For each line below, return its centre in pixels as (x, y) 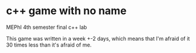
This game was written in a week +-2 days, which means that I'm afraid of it (98, 38)
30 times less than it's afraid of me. (49, 45)
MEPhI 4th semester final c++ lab (46, 27)
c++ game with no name (66, 11)
